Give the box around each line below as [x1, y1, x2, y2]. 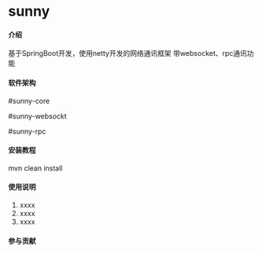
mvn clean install [8, 163, 63, 173]
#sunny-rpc [8, 126, 46, 136]
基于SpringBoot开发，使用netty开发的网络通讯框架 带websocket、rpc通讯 [8, 49, 248, 58]
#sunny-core [8, 96, 50, 105]
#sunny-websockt [8, 111, 67, 120]
